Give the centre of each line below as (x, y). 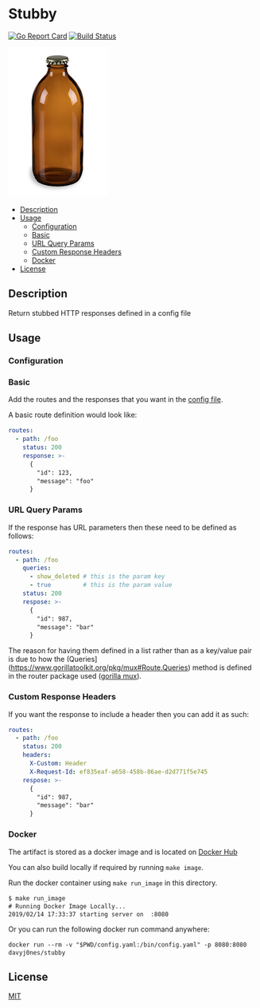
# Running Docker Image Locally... (67, 906)
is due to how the (37, 660)
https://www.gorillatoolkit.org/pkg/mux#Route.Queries (99, 667)
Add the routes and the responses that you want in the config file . (116, 400)
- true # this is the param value (101, 585)
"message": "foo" (65, 481)
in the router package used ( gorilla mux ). (75, 676)
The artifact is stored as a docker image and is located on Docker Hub (123, 852)
